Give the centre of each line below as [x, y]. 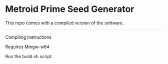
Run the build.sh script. [29, 56]
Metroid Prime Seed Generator [70, 9]
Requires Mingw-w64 [27, 47]
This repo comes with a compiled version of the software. [64, 23]
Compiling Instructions [28, 37]
